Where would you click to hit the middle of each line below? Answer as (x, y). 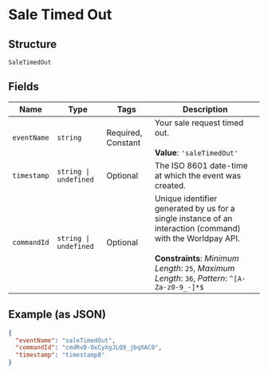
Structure (33, 44)
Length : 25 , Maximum (195, 268)
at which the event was (198, 175)
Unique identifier (186, 199)
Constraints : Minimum (197, 258)
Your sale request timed (199, 123)
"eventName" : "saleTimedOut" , (65, 341)
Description (205, 109)
